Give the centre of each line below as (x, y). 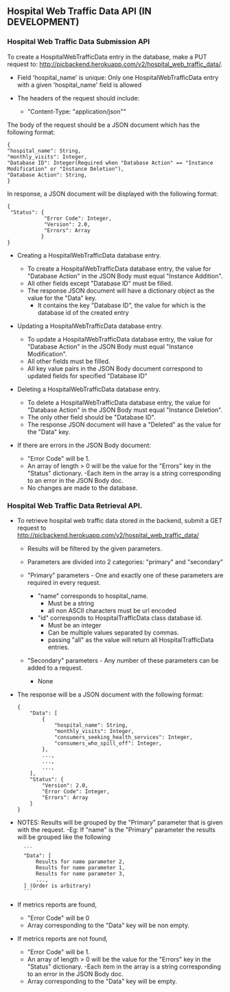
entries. (59, 647)
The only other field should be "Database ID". (91, 417)
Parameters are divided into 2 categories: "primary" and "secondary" (125, 561)
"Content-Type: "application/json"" (77, 111)
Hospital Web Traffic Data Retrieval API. (75, 506)
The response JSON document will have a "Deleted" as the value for (124, 424)
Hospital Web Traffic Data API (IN (79, 11)
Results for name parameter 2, (80, 861)
